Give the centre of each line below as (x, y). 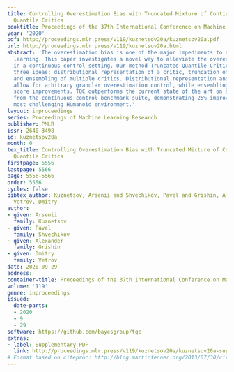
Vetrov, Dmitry (36, 202)
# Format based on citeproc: (49, 358)
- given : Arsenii (32, 215)
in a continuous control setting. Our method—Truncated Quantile (110, 66)
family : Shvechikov (42, 235)
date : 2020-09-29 (32, 267)
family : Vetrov (36, 260)
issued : (18, 299)
